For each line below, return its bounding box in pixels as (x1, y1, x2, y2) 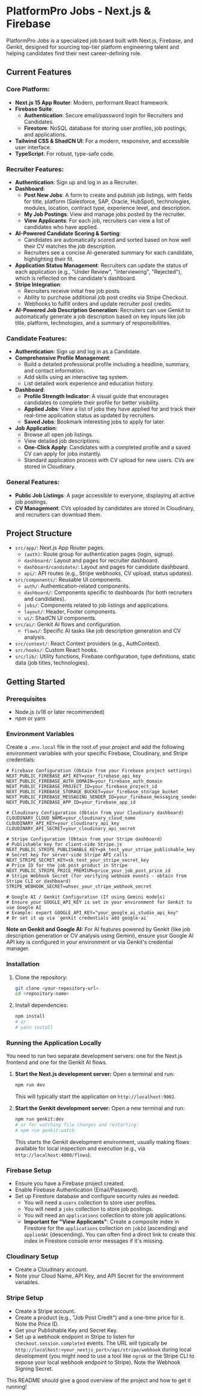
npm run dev (14, 1082, 45, 1088)
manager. (6, 945, 30, 952)
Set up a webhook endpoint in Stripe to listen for (14, 1333, 135, 1340)
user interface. (14, 143, 52, 151)
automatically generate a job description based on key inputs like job (14, 313, 185, 320)
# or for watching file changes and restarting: (14, 1122, 139, 1128)
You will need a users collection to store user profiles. (23, 1199, 157, 1207)
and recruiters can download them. (14, 511, 102, 518)
